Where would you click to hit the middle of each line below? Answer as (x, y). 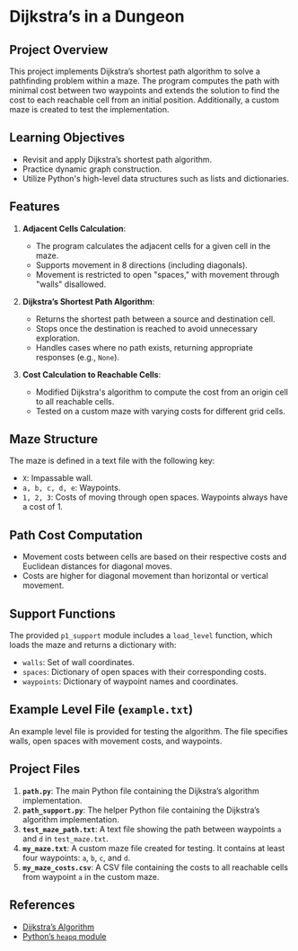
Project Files (45, 769)
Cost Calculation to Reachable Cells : (92, 374)
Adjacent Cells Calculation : (74, 228)
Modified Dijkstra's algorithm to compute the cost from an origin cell (162, 392)
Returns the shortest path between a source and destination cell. (155, 319)
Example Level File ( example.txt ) (101, 710)
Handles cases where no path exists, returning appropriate (144, 347)
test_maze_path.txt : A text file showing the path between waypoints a (152, 829)
